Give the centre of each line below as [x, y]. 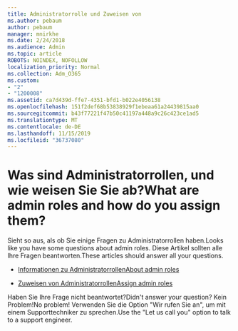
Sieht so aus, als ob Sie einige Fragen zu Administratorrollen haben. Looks [115, 240]
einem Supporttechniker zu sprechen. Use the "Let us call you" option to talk [119, 312]
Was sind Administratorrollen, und [111, 175]
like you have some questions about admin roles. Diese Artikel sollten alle [115, 248]
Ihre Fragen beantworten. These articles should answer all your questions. [115, 256]
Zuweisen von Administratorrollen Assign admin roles [95, 283]
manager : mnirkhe [33, 34]
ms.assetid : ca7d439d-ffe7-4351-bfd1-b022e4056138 [84, 101]
